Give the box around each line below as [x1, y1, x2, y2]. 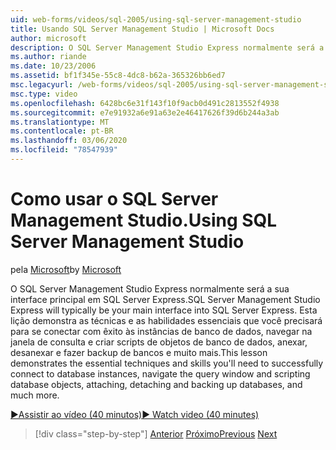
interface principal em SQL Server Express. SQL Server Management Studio [10, 293, 321, 305]
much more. [10, 389, 60, 401]
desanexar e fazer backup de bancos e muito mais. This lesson [10, 346, 268, 358]
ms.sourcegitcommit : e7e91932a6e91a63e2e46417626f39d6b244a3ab [10, 107, 280, 118]
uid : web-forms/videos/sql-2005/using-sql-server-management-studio [10, 14, 302, 25]
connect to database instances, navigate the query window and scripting [10, 367, 311, 380]
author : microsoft [10, 33, 87, 43]
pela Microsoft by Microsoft [10, 263, 122, 275]
